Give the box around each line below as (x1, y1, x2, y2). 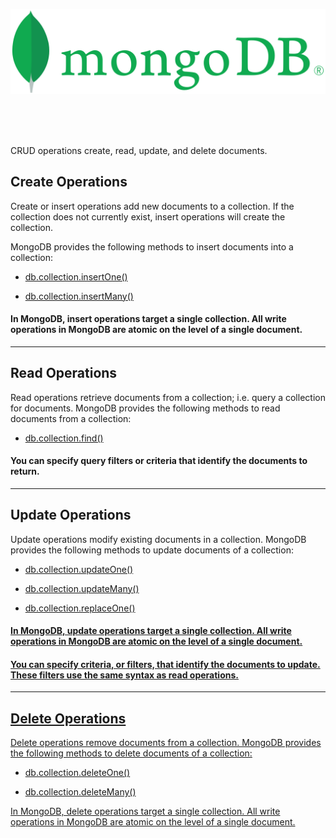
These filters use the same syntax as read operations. (10, 669, 239, 681)
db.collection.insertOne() (24, 270, 128, 283)
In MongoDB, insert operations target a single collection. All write (10, 313, 287, 325)
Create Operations (10, 174, 128, 191)
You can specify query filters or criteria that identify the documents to (10, 455, 308, 467)
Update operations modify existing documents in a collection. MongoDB (10, 533, 307, 545)
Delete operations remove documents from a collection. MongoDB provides (10, 737, 322, 749)
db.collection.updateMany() (24, 582, 140, 594)
